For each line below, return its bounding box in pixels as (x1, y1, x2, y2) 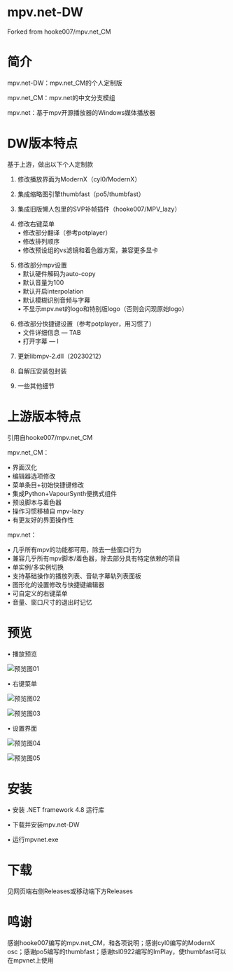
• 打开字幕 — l (17, 337, 59, 345)
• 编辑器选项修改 (7, 471, 56, 480)
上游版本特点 (7, 409, 82, 425)
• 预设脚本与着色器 (7, 498, 62, 507)
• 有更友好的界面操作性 (7, 516, 74, 524)
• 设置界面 (7, 724, 37, 732)
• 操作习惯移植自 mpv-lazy (7, 507, 84, 515)
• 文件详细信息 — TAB (17, 328, 82, 336)
